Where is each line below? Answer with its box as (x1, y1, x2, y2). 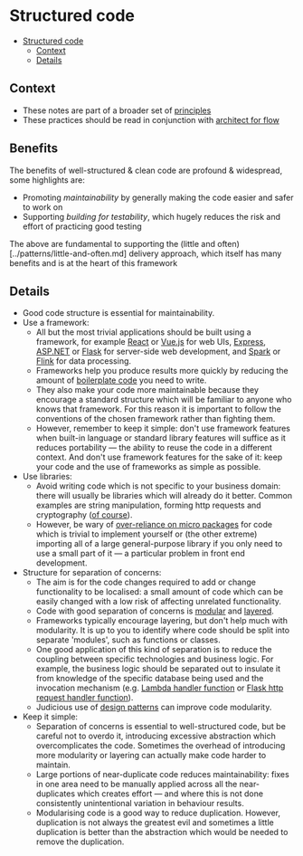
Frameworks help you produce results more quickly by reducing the (35, 366, 289, 376)
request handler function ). (35, 692, 134, 703)
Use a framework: (22, 318, 90, 328)
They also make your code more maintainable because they (35, 385, 260, 395)
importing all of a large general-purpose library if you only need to (35, 538, 283, 549)
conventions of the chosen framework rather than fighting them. (35, 414, 276, 424)
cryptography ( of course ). (35, 509, 133, 520)
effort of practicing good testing (22, 221, 142, 232)
